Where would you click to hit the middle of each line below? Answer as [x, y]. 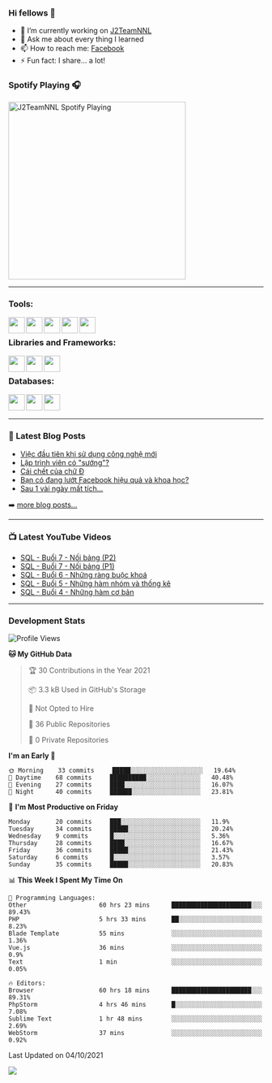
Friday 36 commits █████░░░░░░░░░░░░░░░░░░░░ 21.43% [121, 851]
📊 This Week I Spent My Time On [66, 880]
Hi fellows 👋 [32, 13]
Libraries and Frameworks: [62, 342]
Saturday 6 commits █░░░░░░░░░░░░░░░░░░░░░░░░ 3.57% [119, 858]
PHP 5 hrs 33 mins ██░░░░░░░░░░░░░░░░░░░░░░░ [136, 920]
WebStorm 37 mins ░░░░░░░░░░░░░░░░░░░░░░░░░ [136, 1033]
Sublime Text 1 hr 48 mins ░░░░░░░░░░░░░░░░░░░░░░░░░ [136, 1019]
